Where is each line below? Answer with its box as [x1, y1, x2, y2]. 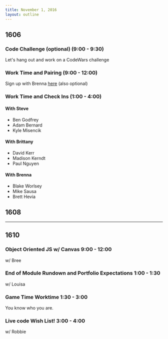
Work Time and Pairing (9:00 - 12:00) [5, 69, 97, 76]
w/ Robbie [5, 328, 26, 335]
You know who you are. [5, 305, 53, 311]
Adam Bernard [12, 122, 42, 128]
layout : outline [5, 12, 39, 17]
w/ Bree [5, 257, 21, 263]
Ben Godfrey [12, 116, 39, 122]
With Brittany [5, 138, 33, 145]
